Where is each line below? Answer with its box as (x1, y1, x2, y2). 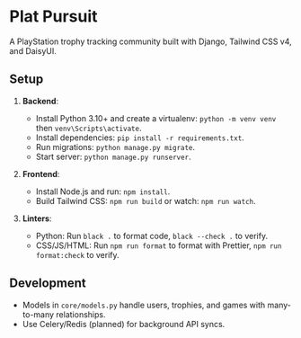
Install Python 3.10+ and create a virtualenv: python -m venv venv (35, 112, 277, 123)
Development (9, 276, 87, 291)
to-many (22, 308, 55, 320)
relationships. (56, 308, 106, 320)
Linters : (22, 213, 52, 224)
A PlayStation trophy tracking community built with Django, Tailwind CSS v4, (9, 36, 292, 47)
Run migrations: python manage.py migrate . (35, 141, 196, 152)
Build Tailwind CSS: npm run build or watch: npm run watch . (35, 195, 256, 206)
